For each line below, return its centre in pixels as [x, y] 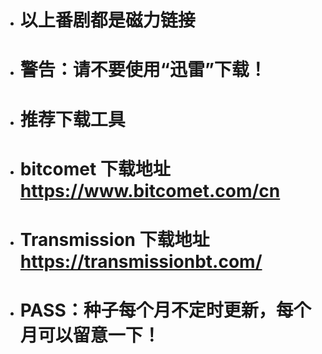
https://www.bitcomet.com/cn [150, 190]
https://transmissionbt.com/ [141, 261]
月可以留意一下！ [90, 335]
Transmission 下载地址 [114, 239]
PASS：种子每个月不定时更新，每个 [165, 310]
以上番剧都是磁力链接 [107, 20]
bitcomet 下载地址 [95, 168]
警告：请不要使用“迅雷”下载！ [143, 70]
